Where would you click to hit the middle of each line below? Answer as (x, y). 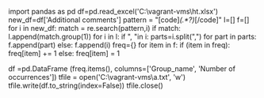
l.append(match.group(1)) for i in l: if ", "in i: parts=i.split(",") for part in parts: (132, 36)
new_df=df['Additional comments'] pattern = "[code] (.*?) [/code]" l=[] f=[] (129, 20)
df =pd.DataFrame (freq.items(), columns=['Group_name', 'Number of (122, 69)
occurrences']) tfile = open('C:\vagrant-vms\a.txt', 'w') (97, 77)
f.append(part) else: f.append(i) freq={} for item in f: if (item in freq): (119, 45)
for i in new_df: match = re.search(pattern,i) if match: (94, 28)
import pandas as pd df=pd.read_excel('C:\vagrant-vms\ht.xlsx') (113, 11)
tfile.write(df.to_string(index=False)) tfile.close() (86, 85)
